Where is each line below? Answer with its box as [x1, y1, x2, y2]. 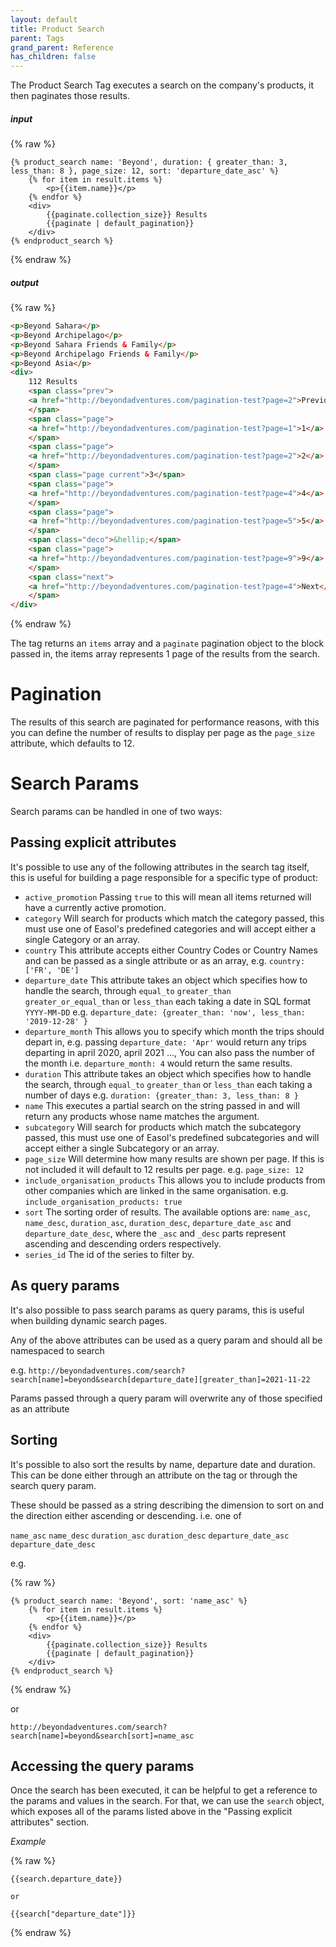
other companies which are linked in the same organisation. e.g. [24, 1184, 289, 1196]
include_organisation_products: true [24, 1197, 183, 1207]
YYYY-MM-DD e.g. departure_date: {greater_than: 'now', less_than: [24, 1006, 306, 1018]
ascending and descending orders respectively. [24, 1237, 222, 1250]
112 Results [28, 377, 78, 387]
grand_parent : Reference [10, 42, 114, 53]
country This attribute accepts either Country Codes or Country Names [24, 944, 318, 956]
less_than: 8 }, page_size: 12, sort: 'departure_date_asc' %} [10, 166, 280, 176]
